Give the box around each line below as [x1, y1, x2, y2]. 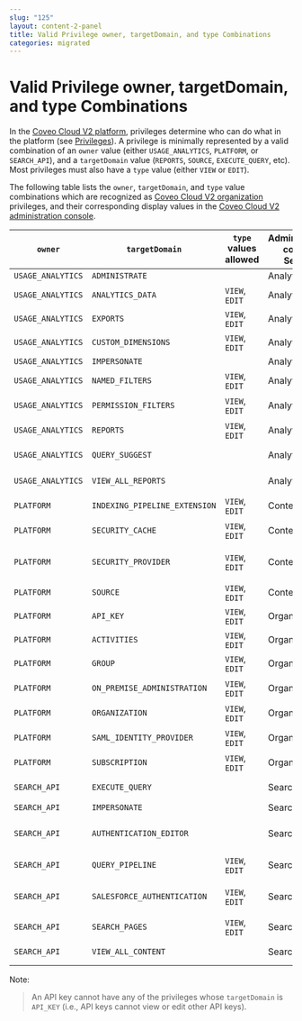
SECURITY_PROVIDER [91, 557, 171, 568]
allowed [224, 253, 260, 266]
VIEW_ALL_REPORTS [91, 476, 166, 487]
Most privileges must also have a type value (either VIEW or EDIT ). [9, 164, 250, 176]
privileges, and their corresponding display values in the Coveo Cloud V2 [9, 201, 280, 212]
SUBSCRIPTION [91, 758, 147, 768]
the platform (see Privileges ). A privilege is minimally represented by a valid [9, 136, 289, 147]
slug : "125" [9, 13, 54, 23]
